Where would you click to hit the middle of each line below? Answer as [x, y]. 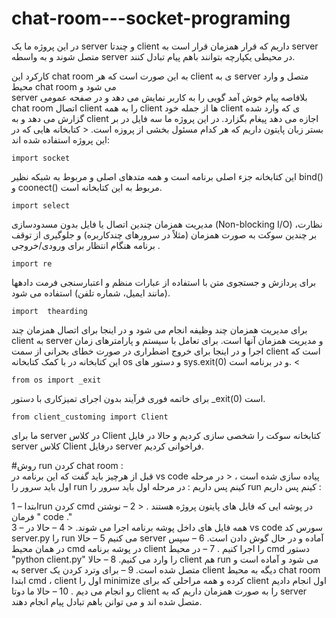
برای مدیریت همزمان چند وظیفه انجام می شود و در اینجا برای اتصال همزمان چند [159, 329]
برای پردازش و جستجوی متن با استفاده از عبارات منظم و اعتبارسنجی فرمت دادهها [164, 282]
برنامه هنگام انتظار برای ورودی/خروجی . [86, 245]
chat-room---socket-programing [151, 18]
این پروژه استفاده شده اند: [61, 139]
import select [41, 205]
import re [32, 263]
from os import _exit [56, 380]
